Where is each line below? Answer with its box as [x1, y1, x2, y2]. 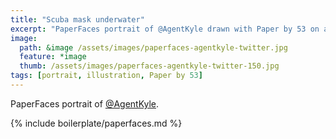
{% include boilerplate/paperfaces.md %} [10, 117, 183, 129]
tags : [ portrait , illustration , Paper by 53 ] [10, 71, 203, 81]
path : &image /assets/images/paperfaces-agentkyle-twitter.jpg [19, 42, 288, 53]
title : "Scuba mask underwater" [10, 14, 145, 25]
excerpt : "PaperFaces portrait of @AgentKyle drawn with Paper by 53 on [10, 24, 320, 34]
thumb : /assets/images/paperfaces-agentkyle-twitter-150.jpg [19, 61, 280, 71]
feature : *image [19, 52, 87, 62]
